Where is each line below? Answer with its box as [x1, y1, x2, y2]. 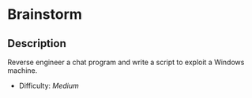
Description [7, 37, 66, 50]
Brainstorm [7, 5, 82, 24]
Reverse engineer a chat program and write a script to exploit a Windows [7, 57, 245, 67]
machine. [7, 66, 38, 75]
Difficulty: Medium [18, 81, 80, 90]
